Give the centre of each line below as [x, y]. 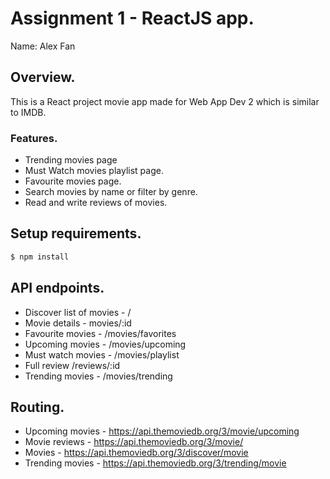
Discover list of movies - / [78, 312]
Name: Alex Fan [43, 46]
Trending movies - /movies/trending [98, 376]
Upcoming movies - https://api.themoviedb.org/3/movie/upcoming [162, 431]
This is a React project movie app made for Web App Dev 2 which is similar [165, 101]
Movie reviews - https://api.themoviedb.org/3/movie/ [134, 442]
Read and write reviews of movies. [96, 203]
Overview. [43, 77]
